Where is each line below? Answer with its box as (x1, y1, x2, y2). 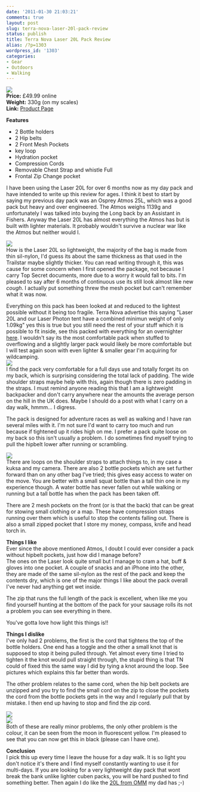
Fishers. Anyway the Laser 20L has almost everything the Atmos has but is (6, 216, 190, 223)
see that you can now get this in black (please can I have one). (6, 736, 160, 743)
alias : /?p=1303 (6, 42, 47, 48)
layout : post (6, 20, 39, 26)
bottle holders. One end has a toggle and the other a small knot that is (6, 644, 178, 651)
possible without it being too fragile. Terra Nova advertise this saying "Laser (6, 309, 193, 316)
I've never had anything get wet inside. (6, 583, 101, 590)
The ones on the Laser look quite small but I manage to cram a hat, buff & (6, 558, 187, 565)
